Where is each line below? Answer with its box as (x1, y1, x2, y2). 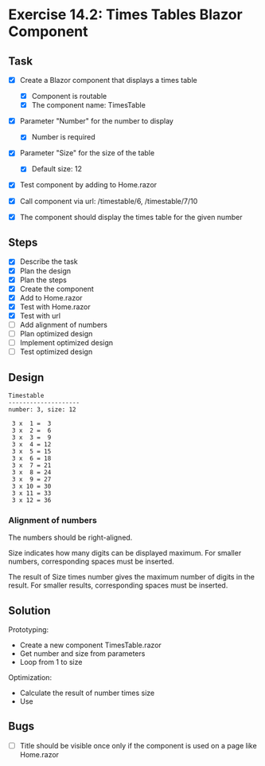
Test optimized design (19, 347, 93, 356)
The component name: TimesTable (31, 100, 146, 110)
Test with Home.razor (19, 301, 92, 312)
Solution (8, 603, 51, 617)
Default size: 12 (31, 164, 82, 174)
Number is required (31, 132, 95, 142)
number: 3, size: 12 (8, 405, 77, 414)
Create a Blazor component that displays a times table (19, 76, 197, 84)
